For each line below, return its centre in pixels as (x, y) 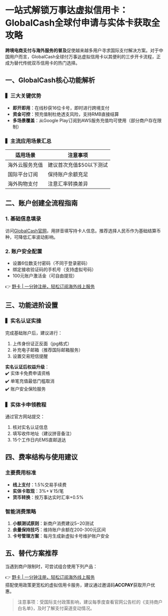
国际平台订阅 (23, 174)
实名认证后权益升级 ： (27, 367)
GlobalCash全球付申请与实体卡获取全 (83, 23)
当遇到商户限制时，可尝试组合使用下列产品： (51, 566)
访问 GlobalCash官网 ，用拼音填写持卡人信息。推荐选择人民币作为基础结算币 (83, 231)
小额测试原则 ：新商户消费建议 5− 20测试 (53, 523)
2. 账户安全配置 (24, 251)
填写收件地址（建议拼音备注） (43, 433)
